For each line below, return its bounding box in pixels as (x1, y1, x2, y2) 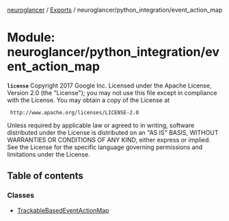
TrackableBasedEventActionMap (16, 206, 109, 214)
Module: (7, 30, 55, 45)
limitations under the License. (7, 150, 90, 158)
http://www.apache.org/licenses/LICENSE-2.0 (10, 109, 139, 116)
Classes (7, 191, 35, 200)
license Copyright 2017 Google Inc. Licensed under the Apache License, (7, 81, 212, 90)
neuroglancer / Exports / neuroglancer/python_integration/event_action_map (7, 6, 223, 14)
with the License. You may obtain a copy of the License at (7, 96, 170, 104)
